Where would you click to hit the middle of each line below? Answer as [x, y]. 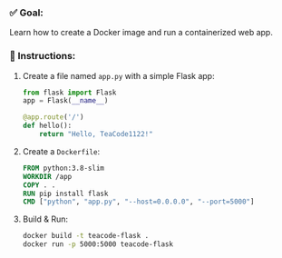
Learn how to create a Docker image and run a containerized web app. [141, 33]
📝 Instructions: [43, 56]
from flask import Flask [69, 93]
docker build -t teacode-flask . [86, 236]
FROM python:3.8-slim [63, 168]
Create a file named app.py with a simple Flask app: [118, 75]
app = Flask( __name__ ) [65, 101]
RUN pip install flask [65, 193]
